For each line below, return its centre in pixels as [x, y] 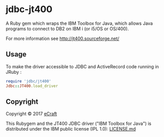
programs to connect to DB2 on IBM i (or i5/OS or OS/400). [67, 28]
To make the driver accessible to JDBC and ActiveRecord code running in [82, 66]
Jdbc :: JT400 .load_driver [32, 86]
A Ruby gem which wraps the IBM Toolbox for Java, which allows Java [79, 23]
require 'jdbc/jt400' [29, 81]
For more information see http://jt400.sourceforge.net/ [63, 38]
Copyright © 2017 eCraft [31, 114]
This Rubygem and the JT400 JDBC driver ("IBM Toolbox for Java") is [78, 124]
